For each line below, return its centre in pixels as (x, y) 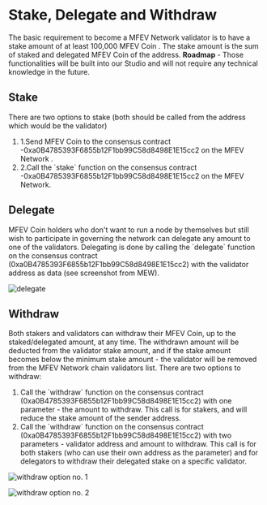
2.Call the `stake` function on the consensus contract (108, 167)
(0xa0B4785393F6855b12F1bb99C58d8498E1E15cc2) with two (126, 435)
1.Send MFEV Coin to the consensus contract (95, 141)
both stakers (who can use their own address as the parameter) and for (139, 453)
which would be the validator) (58, 125)
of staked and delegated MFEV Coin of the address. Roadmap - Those (126, 54)
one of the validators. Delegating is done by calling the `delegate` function (132, 247)
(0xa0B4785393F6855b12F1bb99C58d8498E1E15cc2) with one (126, 401)
